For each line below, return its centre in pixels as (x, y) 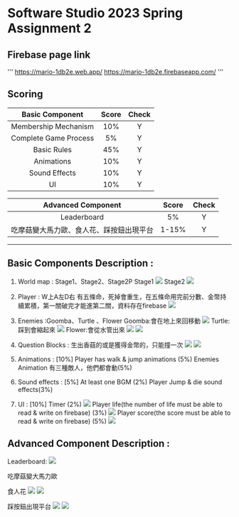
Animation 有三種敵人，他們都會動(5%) (75, 367)
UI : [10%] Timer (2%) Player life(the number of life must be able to (120, 404)
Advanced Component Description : (89, 444)
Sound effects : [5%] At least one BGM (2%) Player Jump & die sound (120, 382)
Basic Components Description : (81, 263)
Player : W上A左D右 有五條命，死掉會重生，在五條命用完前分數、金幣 (119, 296)
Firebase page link (49, 55)
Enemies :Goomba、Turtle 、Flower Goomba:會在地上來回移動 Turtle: (124, 321)
